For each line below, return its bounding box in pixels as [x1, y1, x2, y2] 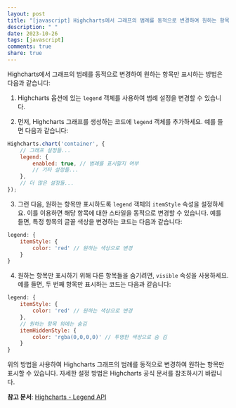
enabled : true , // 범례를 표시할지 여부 [32, 160, 139, 167]
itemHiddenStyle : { [20, 327, 77, 334]
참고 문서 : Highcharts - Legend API [7, 392, 107, 402]
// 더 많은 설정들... [20, 180, 74, 187]
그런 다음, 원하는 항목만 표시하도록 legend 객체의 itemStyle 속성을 [17, 199, 200, 208]
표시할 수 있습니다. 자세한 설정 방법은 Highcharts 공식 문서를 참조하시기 [7, 369, 204, 378]
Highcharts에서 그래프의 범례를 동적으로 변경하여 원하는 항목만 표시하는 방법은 [7, 70, 223, 78]
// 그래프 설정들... [20, 147, 72, 154]
